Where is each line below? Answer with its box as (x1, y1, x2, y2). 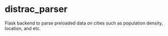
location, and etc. (5, 25, 41, 31)
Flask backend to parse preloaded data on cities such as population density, (5, 20, 163, 26)
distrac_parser (5, 3, 68, 15)
